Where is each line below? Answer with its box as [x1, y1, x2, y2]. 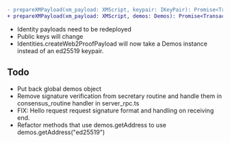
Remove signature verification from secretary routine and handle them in [16, 92, 222, 100]
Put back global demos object [16, 84, 101, 93]
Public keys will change [16, 32, 84, 40]
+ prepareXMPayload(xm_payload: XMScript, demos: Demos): [7, 12, 176, 20]
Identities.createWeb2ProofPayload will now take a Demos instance [16, 39, 207, 48]
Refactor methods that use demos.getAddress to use [16, 121, 166, 129]
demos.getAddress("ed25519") [16, 128, 105, 136]
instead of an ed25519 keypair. [16, 46, 104, 54]
